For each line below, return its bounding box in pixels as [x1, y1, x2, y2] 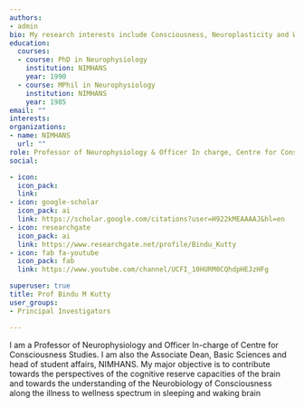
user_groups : [9, 298, 59, 308]
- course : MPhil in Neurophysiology [17, 80, 156, 90]
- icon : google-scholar [9, 198, 100, 207]
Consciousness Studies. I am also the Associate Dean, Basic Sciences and [9, 349, 287, 360]
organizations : [9, 123, 67, 132]
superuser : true [9, 281, 71, 290]
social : [9, 156, 39, 166]
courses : [17, 47, 51, 56]
